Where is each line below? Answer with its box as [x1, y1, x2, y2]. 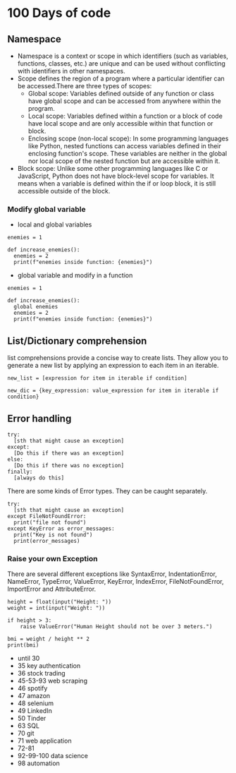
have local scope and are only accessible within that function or [27, 119, 213, 128]
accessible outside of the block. [17, 187, 111, 195]
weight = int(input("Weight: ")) [7, 605, 106, 612]
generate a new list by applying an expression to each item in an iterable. [7, 361, 219, 370]
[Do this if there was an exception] [13, 450, 125, 457]
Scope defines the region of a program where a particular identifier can [17, 74, 225, 83]
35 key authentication [17, 661, 81, 670]
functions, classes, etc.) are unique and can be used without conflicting [17, 59, 225, 68]
